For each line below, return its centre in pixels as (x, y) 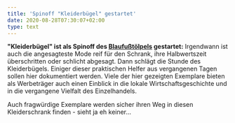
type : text (23, 27)
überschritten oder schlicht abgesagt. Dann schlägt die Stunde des (104, 61)
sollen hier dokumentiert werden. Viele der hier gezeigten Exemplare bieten (116, 76)
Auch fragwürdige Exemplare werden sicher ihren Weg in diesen (100, 105)
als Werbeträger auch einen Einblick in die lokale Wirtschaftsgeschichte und (117, 84)
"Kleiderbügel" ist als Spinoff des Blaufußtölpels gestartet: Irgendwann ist (117, 47)
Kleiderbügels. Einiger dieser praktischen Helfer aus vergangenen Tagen (112, 69)
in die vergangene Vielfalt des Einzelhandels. (72, 91)
